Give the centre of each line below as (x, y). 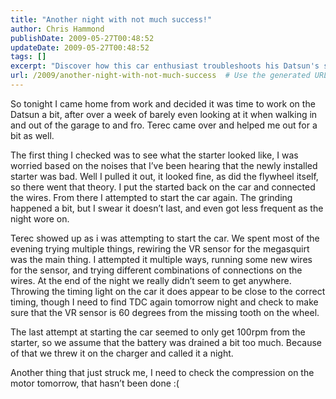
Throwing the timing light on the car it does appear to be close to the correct (168, 291)
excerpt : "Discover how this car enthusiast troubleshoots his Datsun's (165, 66)
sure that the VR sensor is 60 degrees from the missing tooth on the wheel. (165, 312)
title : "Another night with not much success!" (111, 19)
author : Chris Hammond (57, 29)
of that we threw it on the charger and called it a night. (122, 353)
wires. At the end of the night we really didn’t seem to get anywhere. (151, 280)
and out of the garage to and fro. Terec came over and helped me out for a (164, 125)
